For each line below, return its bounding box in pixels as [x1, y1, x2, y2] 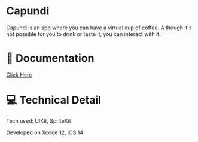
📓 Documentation [6, 52, 95, 65]
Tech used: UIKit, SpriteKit [6, 117, 71, 124]
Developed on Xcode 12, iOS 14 [6, 129, 84, 136]
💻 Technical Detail [6, 93, 102, 107]
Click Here [6, 71, 32, 78]
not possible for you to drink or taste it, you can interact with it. [6, 30, 161, 37]
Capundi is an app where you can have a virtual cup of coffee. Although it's [6, 24, 193, 31]
